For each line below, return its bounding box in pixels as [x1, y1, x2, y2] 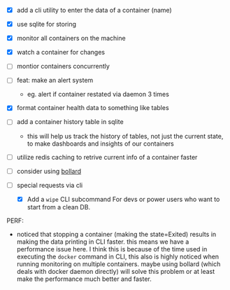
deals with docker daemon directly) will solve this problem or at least [16, 267, 215, 275]
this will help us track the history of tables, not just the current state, [27, 132, 224, 140]
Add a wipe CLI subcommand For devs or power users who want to [27, 195, 220, 203]
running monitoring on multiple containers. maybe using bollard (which [16, 259, 221, 268]
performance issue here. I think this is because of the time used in [16, 244, 208, 253]
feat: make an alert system [16, 76, 94, 85]
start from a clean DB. [27, 202, 91, 211]
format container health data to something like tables [16, 104, 169, 112]
